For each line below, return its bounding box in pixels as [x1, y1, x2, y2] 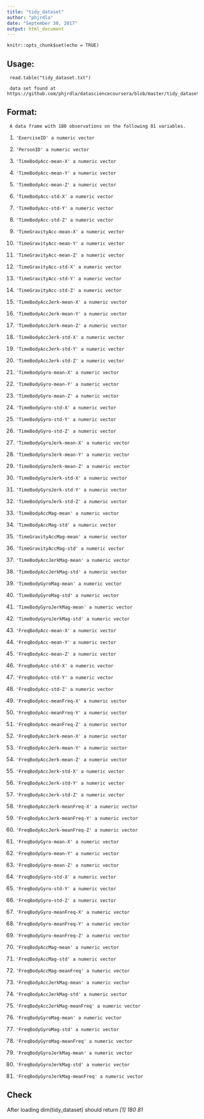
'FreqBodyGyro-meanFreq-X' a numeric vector [15, 909, 130, 915]
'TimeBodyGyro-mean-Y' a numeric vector [15, 381, 119, 388]
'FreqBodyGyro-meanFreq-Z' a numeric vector [15, 933, 130, 939]
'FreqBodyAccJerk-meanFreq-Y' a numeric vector [15, 815, 138, 821]
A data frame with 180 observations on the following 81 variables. [9, 123, 186, 129]
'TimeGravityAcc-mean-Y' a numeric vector [15, 240, 125, 246]
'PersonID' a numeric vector [15, 147, 90, 153]
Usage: [7, 59, 35, 69]
